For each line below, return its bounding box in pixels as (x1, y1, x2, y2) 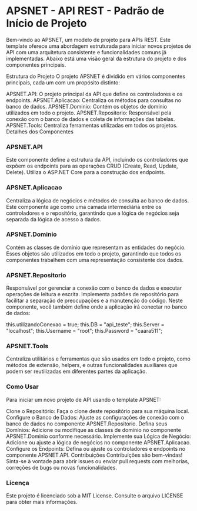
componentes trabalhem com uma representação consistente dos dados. (6, 256, 184, 263)
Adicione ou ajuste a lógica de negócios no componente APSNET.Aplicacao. (6, 438, 191, 446)
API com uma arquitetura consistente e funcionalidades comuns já (6, 48, 166, 55)
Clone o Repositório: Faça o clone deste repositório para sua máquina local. (6, 407, 189, 414)
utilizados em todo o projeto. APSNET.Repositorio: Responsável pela (6, 109, 172, 116)
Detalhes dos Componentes (6, 128, 74, 135)
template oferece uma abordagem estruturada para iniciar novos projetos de (6, 42, 191, 50)
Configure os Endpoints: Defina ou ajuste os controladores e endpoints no (6, 445, 186, 452)
